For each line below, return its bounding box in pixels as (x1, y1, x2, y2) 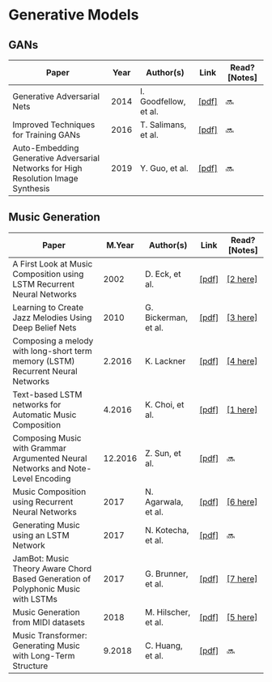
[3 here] (226, 312, 258, 323)
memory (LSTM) (12, 355, 75, 366)
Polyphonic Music (12, 583, 81, 595)
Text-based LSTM (12, 389, 83, 400)
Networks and (12, 462, 66, 474)
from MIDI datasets (12, 616, 85, 628)
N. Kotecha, (144, 524, 189, 535)
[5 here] (226, 612, 258, 623)
